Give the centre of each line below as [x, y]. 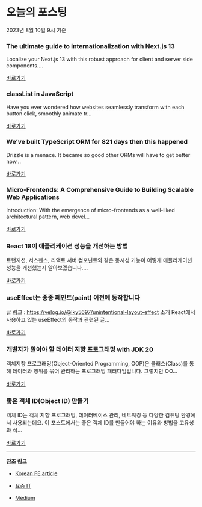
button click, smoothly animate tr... [49, 113]
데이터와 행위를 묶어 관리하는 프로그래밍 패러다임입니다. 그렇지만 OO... [95, 371]
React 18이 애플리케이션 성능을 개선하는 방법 [67, 246]
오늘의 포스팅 [37, 12]
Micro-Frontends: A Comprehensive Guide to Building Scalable [100, 189]
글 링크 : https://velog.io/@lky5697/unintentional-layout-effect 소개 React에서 [101, 312]
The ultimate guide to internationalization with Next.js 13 [91, 46]
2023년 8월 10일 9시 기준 [36, 30]
